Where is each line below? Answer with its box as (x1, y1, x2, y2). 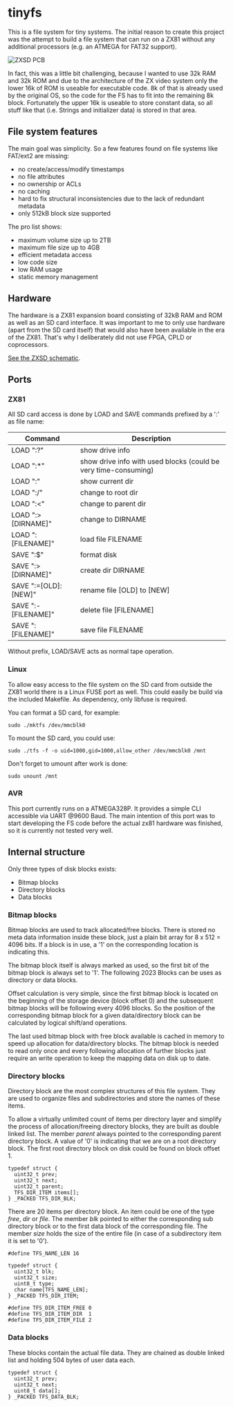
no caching (17, 187, 50, 195)
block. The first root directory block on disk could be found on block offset (8, 1144, 221, 1153)
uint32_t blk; (14, 1268, 55, 1276)
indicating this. (8, 947, 50, 956)
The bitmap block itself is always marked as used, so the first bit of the (8, 961, 209, 969)
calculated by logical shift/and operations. (8, 1018, 127, 1027)
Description (131, 434, 171, 444)
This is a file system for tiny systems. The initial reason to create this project (8, 28, 225, 36)
